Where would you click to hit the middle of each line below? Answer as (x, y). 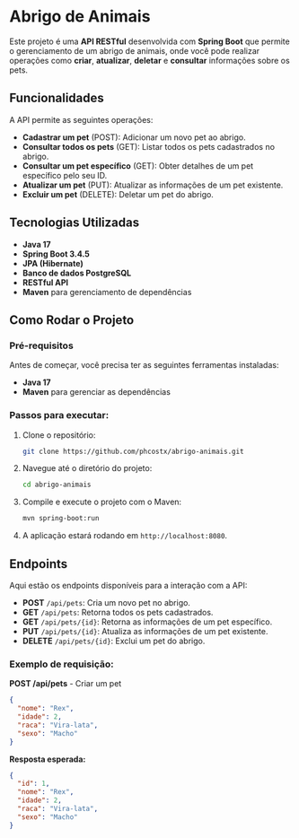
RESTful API (45, 282)
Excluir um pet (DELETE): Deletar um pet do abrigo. (118, 194)
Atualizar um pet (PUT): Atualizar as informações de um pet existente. (153, 185)
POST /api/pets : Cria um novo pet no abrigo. (106, 602)
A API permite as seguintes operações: (81, 119)
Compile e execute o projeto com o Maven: (102, 502)
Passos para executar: (59, 415)
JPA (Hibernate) (53, 263)
